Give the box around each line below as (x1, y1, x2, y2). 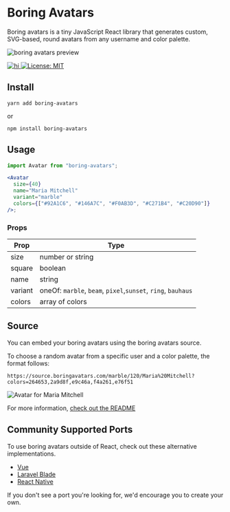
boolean (39, 263, 67, 273)
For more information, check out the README (7, 404, 136, 412)
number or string (39, 252, 94, 262)
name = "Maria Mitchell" (13, 187, 78, 194)
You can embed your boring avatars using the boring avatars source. (7, 339, 202, 347)
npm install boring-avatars (7, 125, 88, 132)
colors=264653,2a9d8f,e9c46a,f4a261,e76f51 (7, 378, 134, 385)
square (10, 263, 33, 273)
